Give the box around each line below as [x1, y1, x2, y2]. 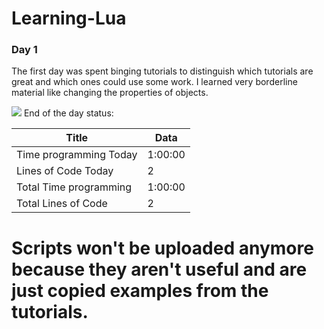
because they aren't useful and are [11, 258, 308, 281]
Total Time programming [16, 180, 133, 194]
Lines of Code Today [16, 164, 114, 178]
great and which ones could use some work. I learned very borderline [11, 76, 298, 88]
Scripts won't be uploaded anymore [11, 237, 314, 259]
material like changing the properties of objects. [11, 87, 209, 99]
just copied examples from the [11, 279, 269, 302]
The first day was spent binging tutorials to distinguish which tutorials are [11, 65, 314, 77]
